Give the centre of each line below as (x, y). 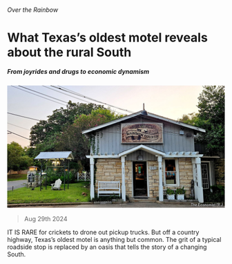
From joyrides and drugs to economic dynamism (78, 72)
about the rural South (69, 52)
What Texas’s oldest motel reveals (108, 37)
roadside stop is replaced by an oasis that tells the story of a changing (107, 247)
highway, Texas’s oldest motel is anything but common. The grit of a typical (114, 240)
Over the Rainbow (33, 10)
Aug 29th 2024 (46, 219)
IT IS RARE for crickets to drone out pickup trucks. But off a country (103, 232)
